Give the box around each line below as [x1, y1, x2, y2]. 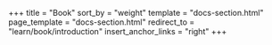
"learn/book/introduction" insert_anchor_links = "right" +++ [8, 26, 227, 36]
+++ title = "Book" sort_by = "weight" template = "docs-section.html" [8, 8, 264, 18]
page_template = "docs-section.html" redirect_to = [8, 17, 195, 27]
